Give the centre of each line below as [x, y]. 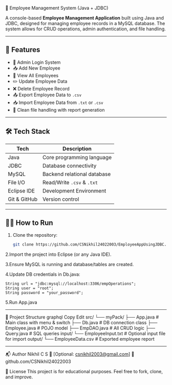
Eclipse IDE [21, 190]
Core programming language [77, 157]
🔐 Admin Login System [37, 62]
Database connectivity [70, 166]
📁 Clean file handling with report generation [59, 110]
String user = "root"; [29, 288]
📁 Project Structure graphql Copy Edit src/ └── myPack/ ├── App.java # [82, 317]
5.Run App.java [21, 302]
